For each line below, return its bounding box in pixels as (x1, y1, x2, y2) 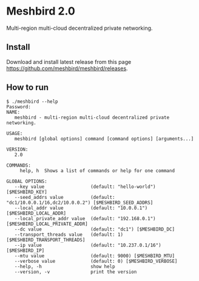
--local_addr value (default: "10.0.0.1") (14, 205, 148, 211)
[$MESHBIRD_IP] (6, 248, 45, 254)
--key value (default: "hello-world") (14, 184, 156, 190)
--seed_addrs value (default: (14, 194, 115, 200)
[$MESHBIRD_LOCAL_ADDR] (6, 210, 67, 217)
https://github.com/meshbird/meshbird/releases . (6, 64, 129, 72)
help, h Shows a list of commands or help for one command (19, 167, 175, 174)
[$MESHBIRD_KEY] (6, 189, 47, 195)
